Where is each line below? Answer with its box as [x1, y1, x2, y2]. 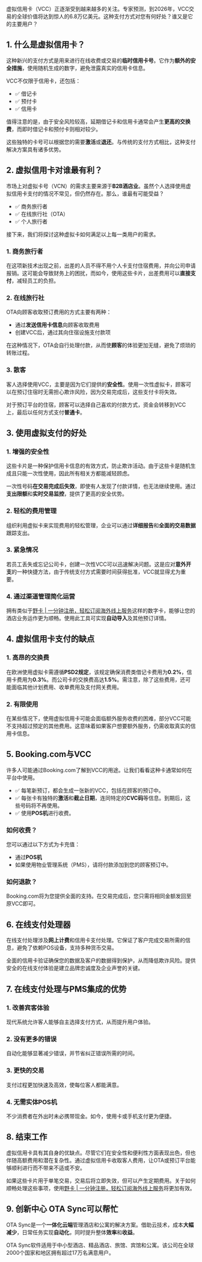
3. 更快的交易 [6, 1067, 44, 1075]
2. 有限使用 [6, 700, 38, 708]
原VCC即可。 [6, 900, 39, 907]
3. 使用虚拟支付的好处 [6, 428, 87, 438]
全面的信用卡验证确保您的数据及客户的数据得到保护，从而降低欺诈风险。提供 [6, 957, 196, 964]
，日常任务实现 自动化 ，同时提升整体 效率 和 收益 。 [17, 1228, 138, 1235]
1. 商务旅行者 [6, 247, 43, 255]
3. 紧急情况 [6, 545, 38, 554]
